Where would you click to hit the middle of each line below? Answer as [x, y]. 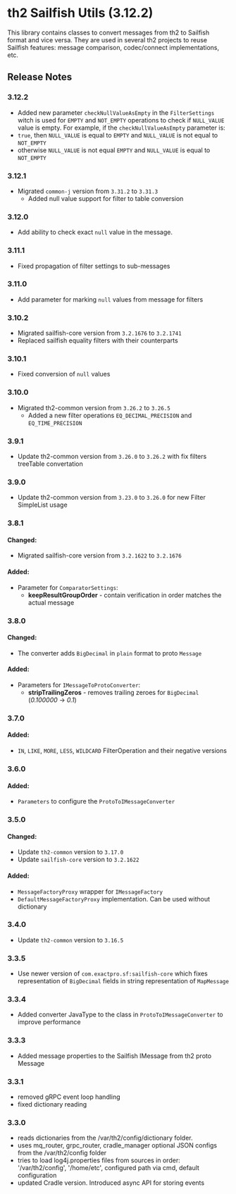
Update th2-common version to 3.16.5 [70, 940]
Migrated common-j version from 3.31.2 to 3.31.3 [88, 191]
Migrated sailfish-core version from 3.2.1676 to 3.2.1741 [99, 333]
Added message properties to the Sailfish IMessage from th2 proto [114, 1056]
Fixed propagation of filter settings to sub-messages [94, 266]
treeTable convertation [50, 464]
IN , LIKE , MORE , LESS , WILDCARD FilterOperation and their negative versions [122, 751]
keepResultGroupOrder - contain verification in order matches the [125, 595]
